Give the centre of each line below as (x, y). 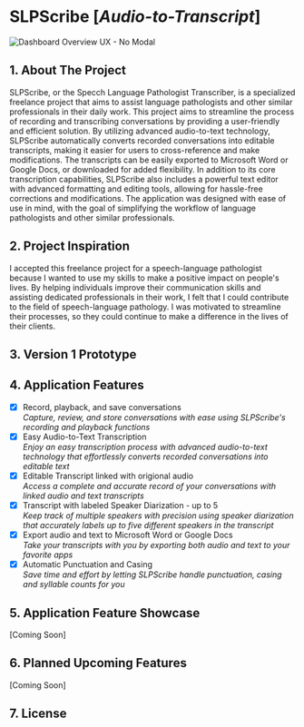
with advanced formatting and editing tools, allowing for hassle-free (136, 189)
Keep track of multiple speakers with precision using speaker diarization (158, 516)
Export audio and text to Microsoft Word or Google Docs (127, 535)
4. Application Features (77, 385)
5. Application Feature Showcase (105, 613)
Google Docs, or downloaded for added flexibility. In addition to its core (143, 169)
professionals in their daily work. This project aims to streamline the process (152, 112)
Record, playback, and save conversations (102, 407)
